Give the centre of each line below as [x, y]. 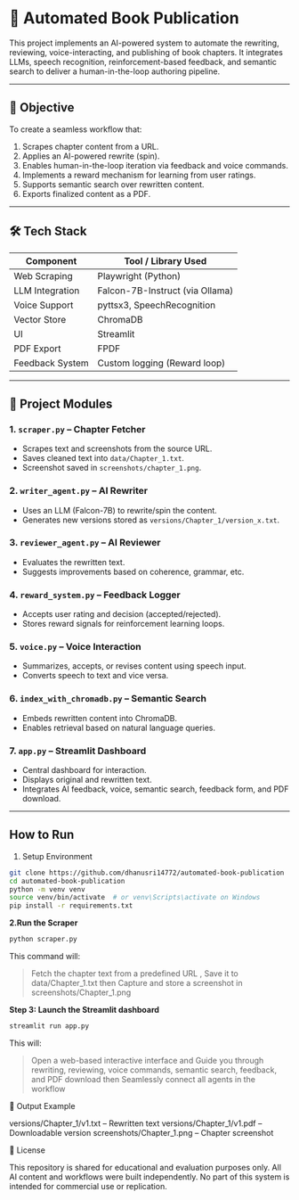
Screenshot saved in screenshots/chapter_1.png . [112, 468]
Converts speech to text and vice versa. [95, 676]
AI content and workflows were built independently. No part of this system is [149, 1177]
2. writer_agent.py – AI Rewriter [79, 491]
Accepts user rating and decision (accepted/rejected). [121, 614]
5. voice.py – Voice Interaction [76, 647]
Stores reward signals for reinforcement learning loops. [123, 624]
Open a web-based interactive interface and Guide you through [147, 1060]
